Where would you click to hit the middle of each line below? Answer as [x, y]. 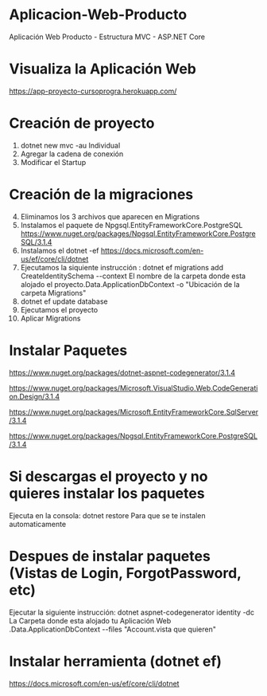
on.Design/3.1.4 [35, 396]
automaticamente [38, 524]
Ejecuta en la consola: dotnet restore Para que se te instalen [107, 515]
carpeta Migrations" [53, 293]
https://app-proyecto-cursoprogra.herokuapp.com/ [93, 91]
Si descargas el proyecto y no [108, 476]
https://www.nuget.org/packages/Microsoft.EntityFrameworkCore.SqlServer [134, 411]
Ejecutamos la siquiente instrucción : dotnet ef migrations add [122, 267]
